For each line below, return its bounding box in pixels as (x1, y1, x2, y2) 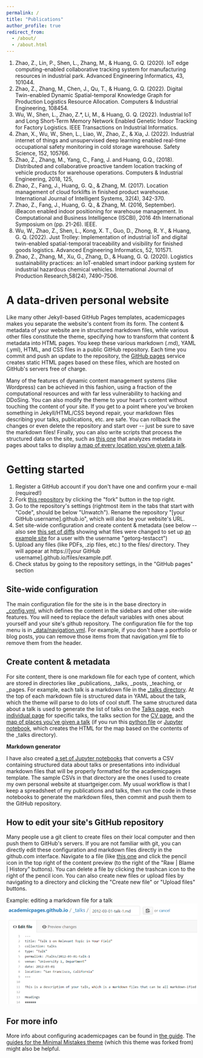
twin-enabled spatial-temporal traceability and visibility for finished (15, 240, 183, 247)
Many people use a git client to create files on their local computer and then (6, 833, 195, 841)
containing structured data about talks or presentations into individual (6, 761, 180, 768)
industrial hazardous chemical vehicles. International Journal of (15, 266, 174, 273)
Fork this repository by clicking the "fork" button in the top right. (15, 496, 176, 503)
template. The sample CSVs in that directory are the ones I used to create (6, 774, 190, 781)
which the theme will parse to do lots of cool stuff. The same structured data (6, 698, 197, 706)
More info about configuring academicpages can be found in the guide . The (6, 1032, 196, 1040)
